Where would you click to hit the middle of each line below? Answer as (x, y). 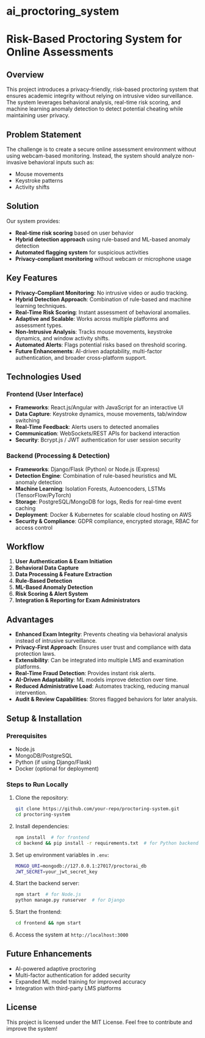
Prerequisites (27, 736)
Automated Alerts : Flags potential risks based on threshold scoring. (101, 345)
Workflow (25, 547)
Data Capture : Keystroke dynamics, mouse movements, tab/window (101, 414)
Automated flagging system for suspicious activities (82, 252)
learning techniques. (41, 305)
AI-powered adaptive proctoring (56, 968)
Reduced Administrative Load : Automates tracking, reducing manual (102, 686)
